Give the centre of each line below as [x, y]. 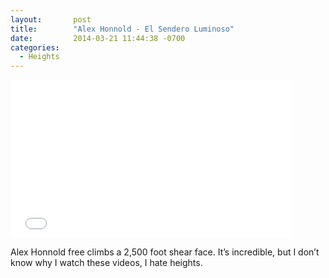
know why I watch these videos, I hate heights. [106, 263]
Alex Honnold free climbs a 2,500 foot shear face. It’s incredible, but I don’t [165, 252]
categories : [35, 47]
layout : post [51, 19]
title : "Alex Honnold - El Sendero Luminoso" [122, 29]
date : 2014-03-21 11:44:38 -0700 [98, 38]
